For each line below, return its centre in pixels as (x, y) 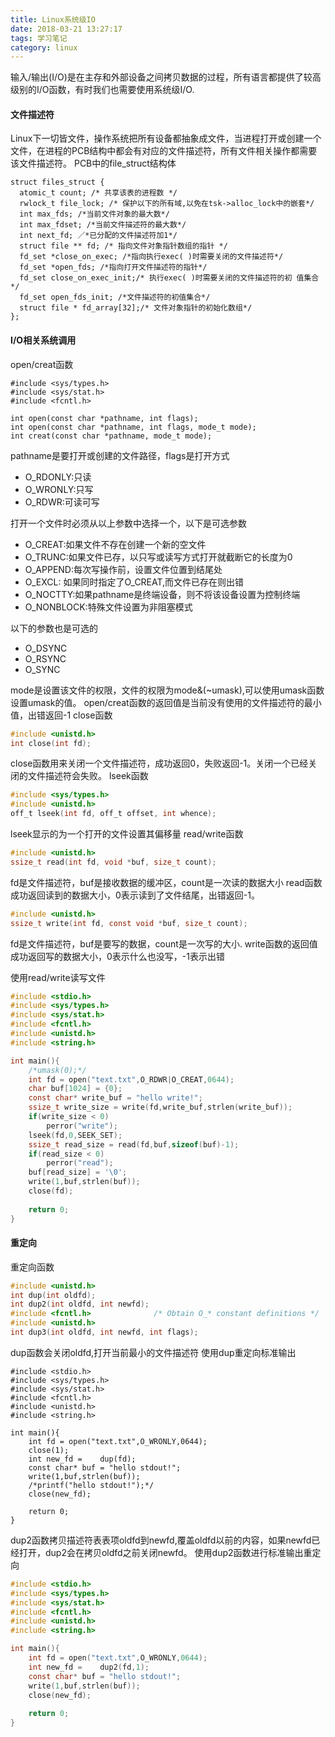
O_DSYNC (46, 648)
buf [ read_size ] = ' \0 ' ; (78, 1172)
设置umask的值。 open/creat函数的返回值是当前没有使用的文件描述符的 (157, 702)
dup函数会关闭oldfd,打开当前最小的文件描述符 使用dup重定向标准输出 (153, 1352)
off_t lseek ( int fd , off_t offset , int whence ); (113, 814)
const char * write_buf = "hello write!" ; (115, 1098)
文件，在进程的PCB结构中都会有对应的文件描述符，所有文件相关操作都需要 (164, 151)
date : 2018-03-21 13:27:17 (66, 29)
